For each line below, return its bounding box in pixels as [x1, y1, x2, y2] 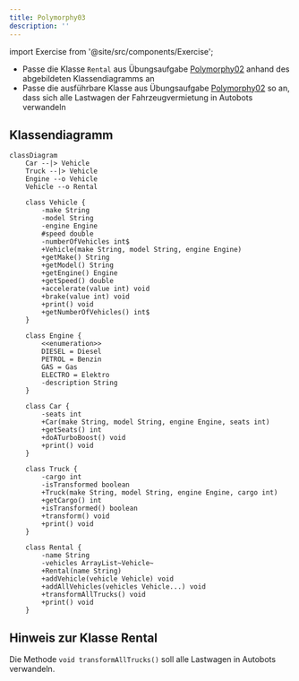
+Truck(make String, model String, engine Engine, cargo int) [41, 488, 278, 497]
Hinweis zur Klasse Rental [9, 630, 158, 645]
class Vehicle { [25, 198, 87, 207]
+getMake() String [41, 253, 110, 263]
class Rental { [25, 543, 82, 552]
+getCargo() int [41, 496, 102, 505]
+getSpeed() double [41, 277, 115, 286]
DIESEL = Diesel [41, 347, 102, 357]
